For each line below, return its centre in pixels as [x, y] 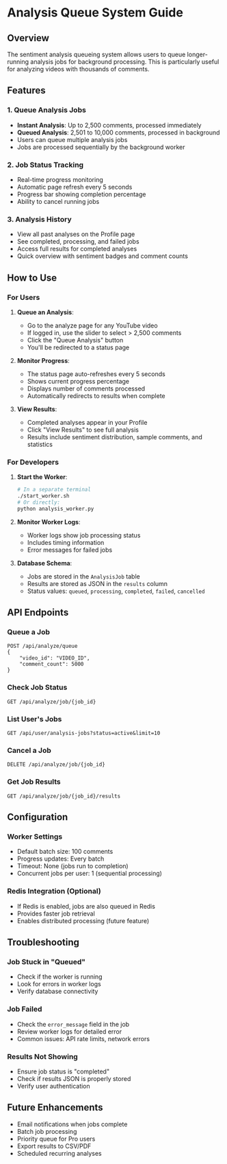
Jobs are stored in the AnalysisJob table [83, 576]
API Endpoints [38, 613]
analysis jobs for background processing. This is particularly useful [125, 62]
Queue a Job [28, 632]
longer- [198, 54]
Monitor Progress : [43, 360]
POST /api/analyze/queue [42, 647]
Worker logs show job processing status [84, 535]
